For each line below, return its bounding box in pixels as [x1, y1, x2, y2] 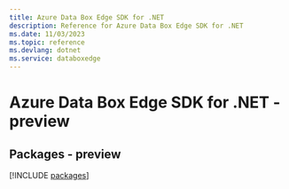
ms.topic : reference [9, 37, 86, 47]
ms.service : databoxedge [9, 54, 101, 63]
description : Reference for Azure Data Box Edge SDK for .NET [9, 21, 244, 30]
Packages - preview [9, 146, 121, 161]
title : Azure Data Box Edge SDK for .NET [9, 12, 165, 22]
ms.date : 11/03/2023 [9, 29, 86, 38]
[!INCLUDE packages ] [9, 170, 90, 180]
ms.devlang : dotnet [9, 46, 82, 55]
